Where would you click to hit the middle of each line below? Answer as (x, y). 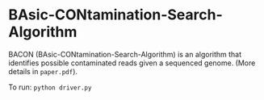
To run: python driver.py (50, 87)
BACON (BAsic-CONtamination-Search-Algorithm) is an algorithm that (125, 54)
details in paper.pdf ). (43, 71)
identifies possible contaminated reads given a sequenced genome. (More (132, 63)
